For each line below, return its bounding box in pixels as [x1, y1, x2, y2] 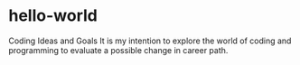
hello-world [8, 5, 98, 26]
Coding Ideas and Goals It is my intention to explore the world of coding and [8, 35, 292, 46]
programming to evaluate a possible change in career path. [8, 44, 229, 55]
